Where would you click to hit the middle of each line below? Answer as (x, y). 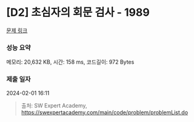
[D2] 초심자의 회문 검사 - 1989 (78, 12)
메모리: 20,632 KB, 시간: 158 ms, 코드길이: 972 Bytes (70, 62)
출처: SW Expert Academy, (54, 105)
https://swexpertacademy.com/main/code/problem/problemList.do (105, 112)
